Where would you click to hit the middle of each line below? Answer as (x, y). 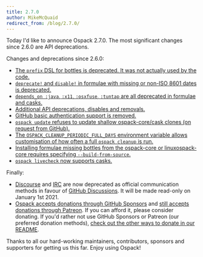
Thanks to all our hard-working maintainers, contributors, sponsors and (95, 241)
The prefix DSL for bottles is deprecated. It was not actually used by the (106, 70)
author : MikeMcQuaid (32, 18)
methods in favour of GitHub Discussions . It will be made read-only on (103, 191)
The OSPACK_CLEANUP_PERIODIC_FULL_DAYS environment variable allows (101, 135)
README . (27, 230)
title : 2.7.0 (23, 12)
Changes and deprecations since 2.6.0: (55, 59)
